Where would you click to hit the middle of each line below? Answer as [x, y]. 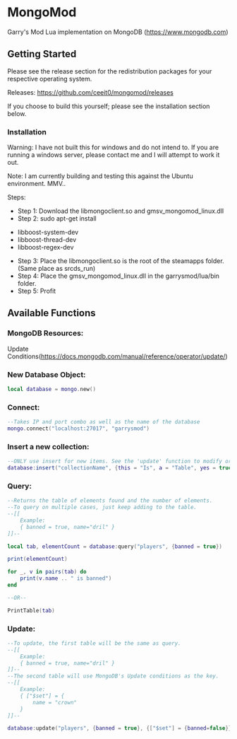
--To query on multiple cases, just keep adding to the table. [102, 507]
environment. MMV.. [37, 184]
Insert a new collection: [48, 446]
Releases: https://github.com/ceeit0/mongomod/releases [91, 92]
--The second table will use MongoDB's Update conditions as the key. [113, 676]
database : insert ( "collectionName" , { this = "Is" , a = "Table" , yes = [112, 468]
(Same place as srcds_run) [56, 269]
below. [17, 113]
